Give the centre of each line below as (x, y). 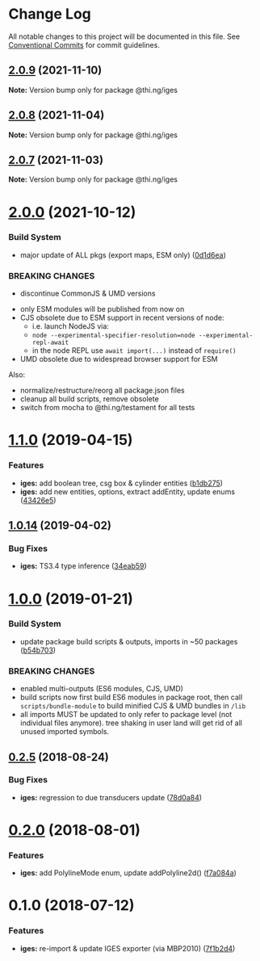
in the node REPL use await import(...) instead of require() (134, 350)
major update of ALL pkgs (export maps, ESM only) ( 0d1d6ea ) (123, 254)
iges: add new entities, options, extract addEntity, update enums (128, 491)
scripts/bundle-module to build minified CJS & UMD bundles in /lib (133, 706)
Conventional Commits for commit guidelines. (84, 44)
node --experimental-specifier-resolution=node (113, 336)
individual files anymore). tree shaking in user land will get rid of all (131, 723)
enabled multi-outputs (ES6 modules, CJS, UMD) (102, 689)
